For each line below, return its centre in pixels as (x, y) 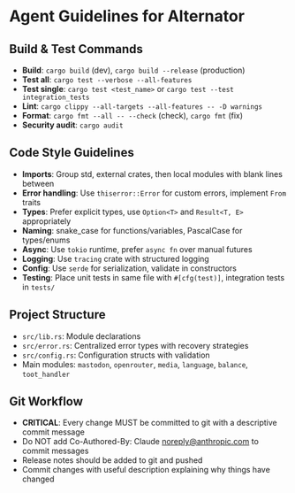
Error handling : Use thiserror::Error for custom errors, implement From (154, 193)
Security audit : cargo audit (72, 125)
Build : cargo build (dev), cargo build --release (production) (133, 70)
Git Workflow (46, 401)
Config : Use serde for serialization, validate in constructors (129, 268)
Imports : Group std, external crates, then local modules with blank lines (152, 173)
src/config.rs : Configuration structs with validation (116, 355)
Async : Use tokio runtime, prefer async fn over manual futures (137, 249)
